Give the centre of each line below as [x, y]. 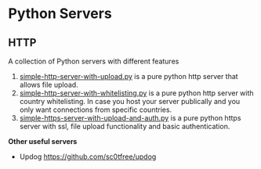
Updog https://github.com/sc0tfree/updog [88, 156]
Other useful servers [43, 141]
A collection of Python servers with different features [94, 61]
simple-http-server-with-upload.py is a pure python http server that [129, 76]
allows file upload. [49, 84]
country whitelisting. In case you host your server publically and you [130, 101]
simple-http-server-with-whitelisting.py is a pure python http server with [136, 93]
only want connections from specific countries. [96, 110]
